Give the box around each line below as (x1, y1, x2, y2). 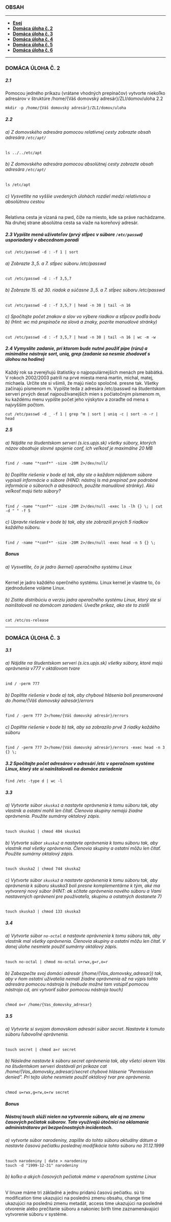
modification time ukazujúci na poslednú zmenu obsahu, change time (5, 1195, 151, 1201)
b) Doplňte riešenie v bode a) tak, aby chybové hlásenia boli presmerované (5, 692, 164, 698)
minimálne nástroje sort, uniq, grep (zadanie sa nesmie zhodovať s (5, 351, 150, 357)
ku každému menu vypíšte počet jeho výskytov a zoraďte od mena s (5, 396, 149, 402)
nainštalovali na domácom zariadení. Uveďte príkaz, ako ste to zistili (5, 602, 149, 608)
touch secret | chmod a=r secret (5, 1047, 76, 1052)
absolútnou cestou (5, 198, 45, 205)
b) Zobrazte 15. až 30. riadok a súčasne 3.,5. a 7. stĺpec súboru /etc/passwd (5, 287, 165, 293)
